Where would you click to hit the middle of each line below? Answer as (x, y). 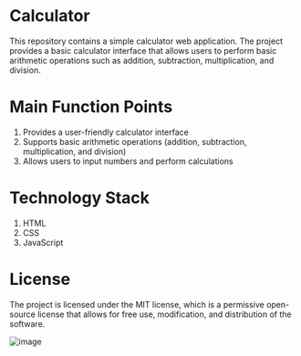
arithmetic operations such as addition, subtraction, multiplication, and (142, 60)
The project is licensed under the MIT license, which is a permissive (137, 304)
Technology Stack (80, 198)
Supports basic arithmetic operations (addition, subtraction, (135, 141)
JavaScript (43, 242)
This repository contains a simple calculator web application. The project (146, 41)
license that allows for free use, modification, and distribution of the (165, 314)
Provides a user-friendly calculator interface (105, 132)
